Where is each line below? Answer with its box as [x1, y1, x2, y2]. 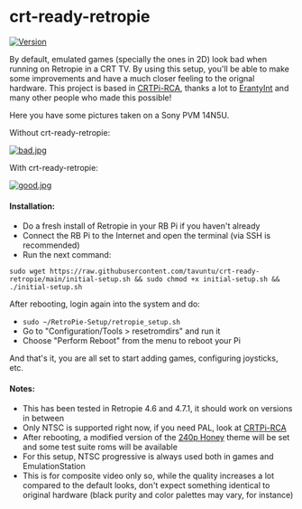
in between [22, 413, 65, 424]
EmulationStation [22, 461, 86, 472]
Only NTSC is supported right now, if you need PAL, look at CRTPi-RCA [22, 422, 287, 433]
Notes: [9, 382, 36, 394]
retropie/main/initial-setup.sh [9, 275, 131, 284]
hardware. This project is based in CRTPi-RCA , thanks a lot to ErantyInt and [9, 82, 289, 93]
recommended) [22, 240, 80, 250]
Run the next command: [22, 250, 112, 260]
